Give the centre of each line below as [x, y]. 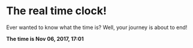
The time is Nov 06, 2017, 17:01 [45, 39]
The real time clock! [56, 11]
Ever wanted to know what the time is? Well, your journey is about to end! [97, 27]
